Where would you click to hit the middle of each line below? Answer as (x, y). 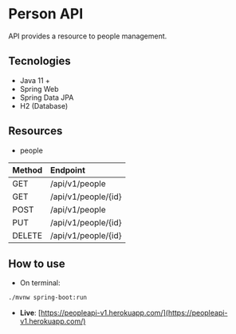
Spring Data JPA (47, 97)
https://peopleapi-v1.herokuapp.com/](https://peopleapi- (134, 313)
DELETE (27, 235)
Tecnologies (39, 61)
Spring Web (39, 89)
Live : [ (30, 313)
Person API (46, 14)
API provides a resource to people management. (88, 36)
